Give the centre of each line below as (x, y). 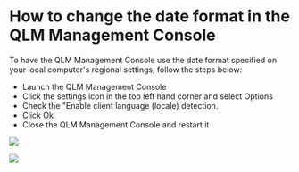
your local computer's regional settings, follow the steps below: (126, 70)
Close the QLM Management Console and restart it (116, 124)
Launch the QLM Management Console (94, 86)
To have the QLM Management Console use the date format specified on (143, 60)
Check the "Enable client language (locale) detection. (120, 105)
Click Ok (37, 115)
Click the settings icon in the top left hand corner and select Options (148, 96)
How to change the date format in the (149, 16)
